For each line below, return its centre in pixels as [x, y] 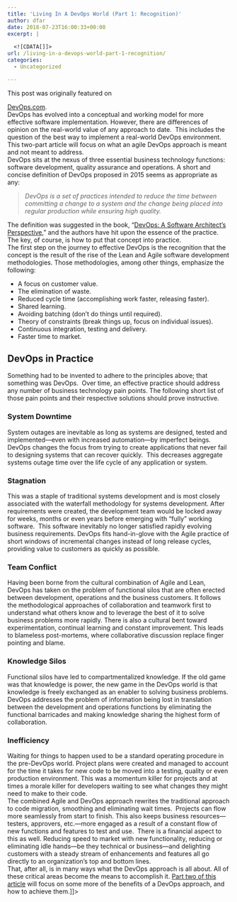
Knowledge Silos [37, 662]
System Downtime [40, 417]
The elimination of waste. [54, 291]
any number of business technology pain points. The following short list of [116, 391]
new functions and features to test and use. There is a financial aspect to [114, 831]
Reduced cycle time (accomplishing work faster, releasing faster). [113, 299]
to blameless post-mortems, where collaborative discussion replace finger [116, 635]
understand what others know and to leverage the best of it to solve [106, 613]
